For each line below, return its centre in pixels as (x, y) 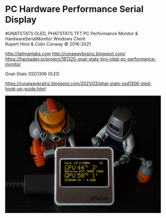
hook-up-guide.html (25, 88)
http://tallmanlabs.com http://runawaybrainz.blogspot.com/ (65, 54)
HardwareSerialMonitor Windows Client (45, 39)
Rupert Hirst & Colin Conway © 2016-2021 (48, 44)
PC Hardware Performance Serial (74, 9)
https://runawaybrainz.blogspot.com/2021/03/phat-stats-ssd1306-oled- (79, 83)
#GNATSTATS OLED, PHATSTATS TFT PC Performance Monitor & (72, 33)
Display (21, 20)
